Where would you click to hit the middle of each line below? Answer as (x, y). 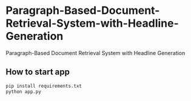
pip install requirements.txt (44, 86)
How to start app (38, 72)
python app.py (24, 91)
